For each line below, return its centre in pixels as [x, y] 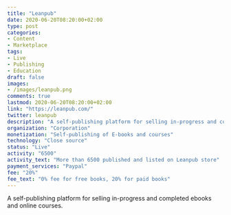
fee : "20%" [23, 173]
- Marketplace [27, 45]
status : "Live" [29, 147]
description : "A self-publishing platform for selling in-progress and [112, 122]
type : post [23, 26]
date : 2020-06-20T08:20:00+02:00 [55, 20]
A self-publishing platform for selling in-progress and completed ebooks [109, 199]
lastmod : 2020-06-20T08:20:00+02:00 [59, 103]
